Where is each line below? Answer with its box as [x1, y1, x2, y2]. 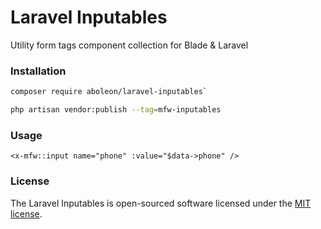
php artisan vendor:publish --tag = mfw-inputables [10, 105, 222, 115]
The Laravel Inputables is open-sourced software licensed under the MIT [10, 197, 312, 209]
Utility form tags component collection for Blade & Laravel [10, 39, 249, 51]
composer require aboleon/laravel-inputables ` [10, 87, 208, 97]
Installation [10, 64, 67, 78]
